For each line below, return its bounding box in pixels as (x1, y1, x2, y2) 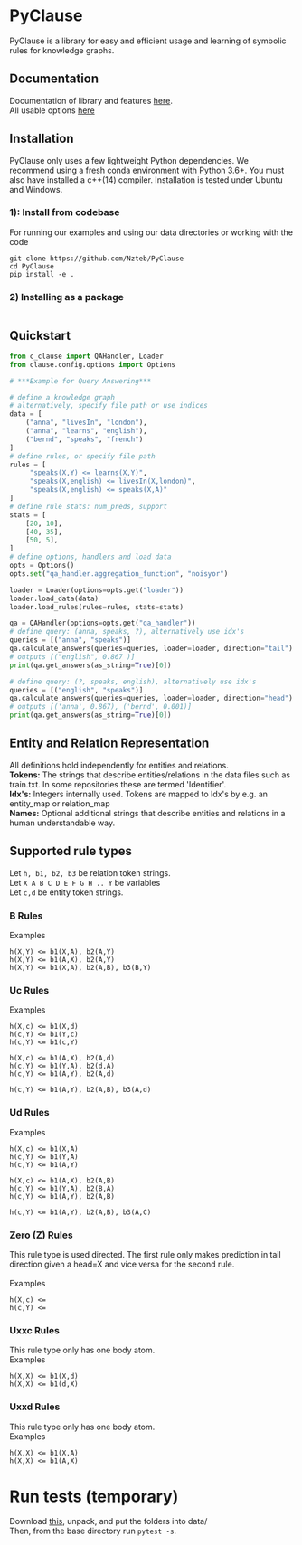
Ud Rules (9, 1107, 50, 1119)
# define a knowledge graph (9, 392, 116, 402)
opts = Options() (9, 561, 75, 570)
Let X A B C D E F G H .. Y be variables (9, 877, 161, 888)
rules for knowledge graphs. (9, 44, 115, 55)
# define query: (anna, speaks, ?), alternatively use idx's (9, 627, 245, 636)
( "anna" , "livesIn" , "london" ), (25, 418, 147, 428)
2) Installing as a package (9, 290, 125, 303)
